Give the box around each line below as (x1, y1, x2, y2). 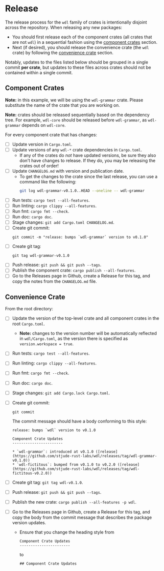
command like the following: (19, 179, 77, 184)
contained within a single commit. (5, 69, 73, 75)
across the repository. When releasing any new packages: (5, 24, 122, 30)
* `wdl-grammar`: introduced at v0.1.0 (12, 449, 94, 454)
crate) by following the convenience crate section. (12, 50, 114, 56)
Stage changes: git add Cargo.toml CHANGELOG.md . (12, 219, 115, 225)
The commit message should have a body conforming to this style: (12, 418, 147, 424)
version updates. (12, 519, 47, 525)
